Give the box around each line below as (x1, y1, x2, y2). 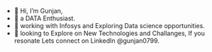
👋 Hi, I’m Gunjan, (13, 7, 63, 15)
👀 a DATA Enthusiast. (13, 14, 76, 22)
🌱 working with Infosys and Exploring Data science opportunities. (13, 22, 206, 30)
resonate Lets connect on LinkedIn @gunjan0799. (13, 37, 160, 45)
